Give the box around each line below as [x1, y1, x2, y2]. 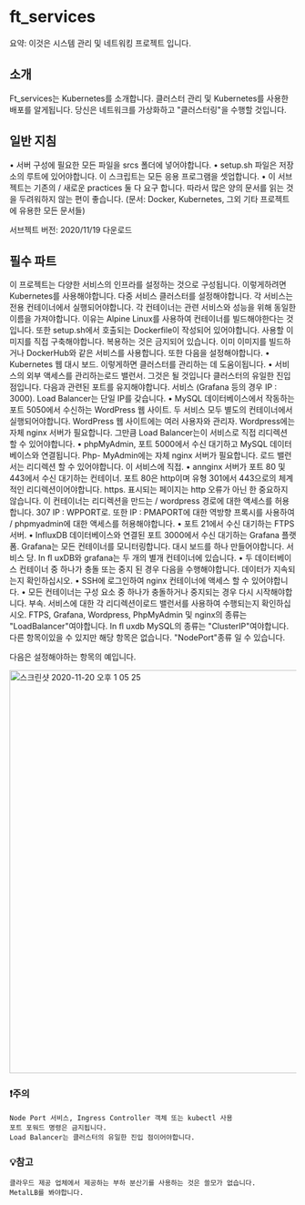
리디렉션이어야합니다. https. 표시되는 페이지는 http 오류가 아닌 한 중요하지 [25, 485, 289, 495]
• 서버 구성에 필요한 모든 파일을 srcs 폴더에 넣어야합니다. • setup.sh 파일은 [9, 159, 278, 170]
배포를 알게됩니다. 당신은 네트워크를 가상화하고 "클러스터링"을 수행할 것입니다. [9, 104, 287, 115]
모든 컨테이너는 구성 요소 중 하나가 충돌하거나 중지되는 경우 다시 [27, 587, 254, 597]
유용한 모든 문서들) [18, 205, 86, 216]
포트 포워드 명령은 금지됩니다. [9, 1123, 107, 1132]
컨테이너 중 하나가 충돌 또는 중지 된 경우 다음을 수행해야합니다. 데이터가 [18, 564, 271, 575]
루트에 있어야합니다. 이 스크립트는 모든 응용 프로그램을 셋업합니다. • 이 [25, 170, 276, 181]
